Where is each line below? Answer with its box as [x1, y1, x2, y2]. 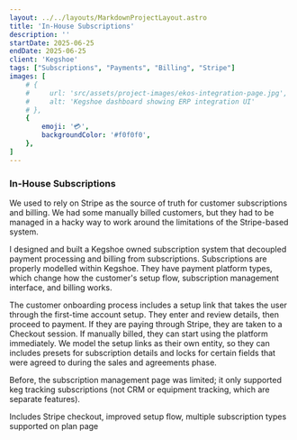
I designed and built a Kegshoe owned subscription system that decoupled [9, 243, 287, 254]
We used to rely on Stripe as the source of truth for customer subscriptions [9, 197, 288, 208]
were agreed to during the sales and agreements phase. [9, 357, 218, 368]
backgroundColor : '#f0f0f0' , [41, 131, 151, 140]
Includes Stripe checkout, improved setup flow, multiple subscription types [9, 411, 287, 422]
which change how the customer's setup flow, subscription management [9, 272, 279, 283]
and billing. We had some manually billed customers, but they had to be [9, 206, 274, 217]
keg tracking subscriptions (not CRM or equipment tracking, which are [9, 384, 270, 395]
